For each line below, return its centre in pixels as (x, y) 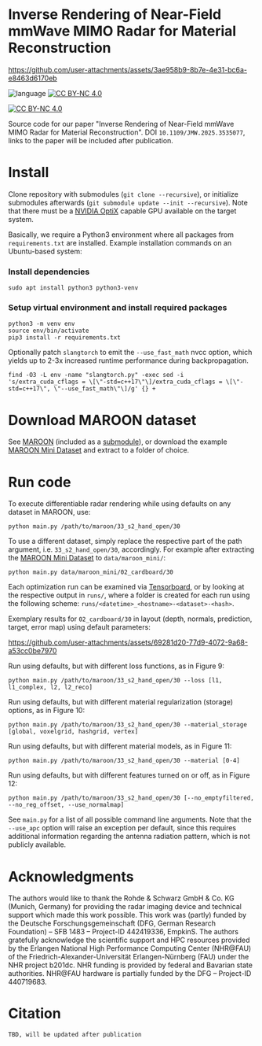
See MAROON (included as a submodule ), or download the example (118, 442)
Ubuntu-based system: (45, 251)
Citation (35, 1014)
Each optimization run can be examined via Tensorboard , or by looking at (126, 587)
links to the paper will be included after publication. (91, 140)
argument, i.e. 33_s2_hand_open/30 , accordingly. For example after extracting (131, 549)
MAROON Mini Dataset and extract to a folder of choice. (99, 450)
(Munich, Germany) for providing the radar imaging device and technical (125, 907)
